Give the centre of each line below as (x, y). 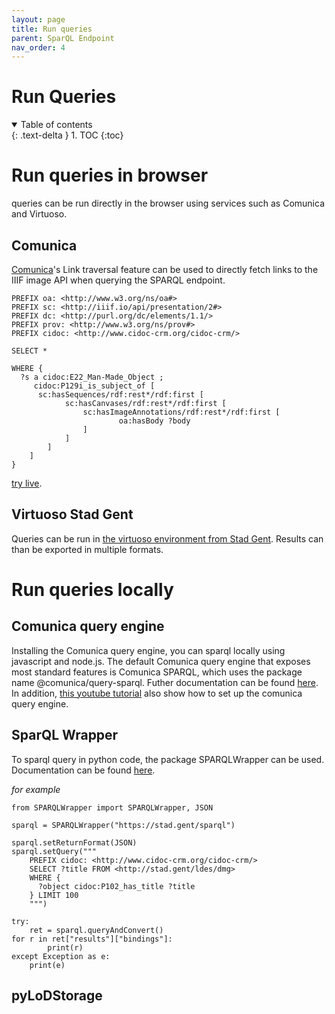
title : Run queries (52, 29)
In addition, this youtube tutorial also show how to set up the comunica (157, 693)
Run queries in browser (110, 175)
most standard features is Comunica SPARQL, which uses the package (157, 672)
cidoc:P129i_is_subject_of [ (94, 386)
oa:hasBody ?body (154, 421)
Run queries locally (92, 589)
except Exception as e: (61, 956)
